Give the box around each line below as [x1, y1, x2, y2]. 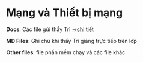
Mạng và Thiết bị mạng [6, 6, 123, 20]
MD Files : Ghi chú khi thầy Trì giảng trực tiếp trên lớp [6, 37, 137, 44]
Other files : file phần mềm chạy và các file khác [6, 48, 126, 56]
